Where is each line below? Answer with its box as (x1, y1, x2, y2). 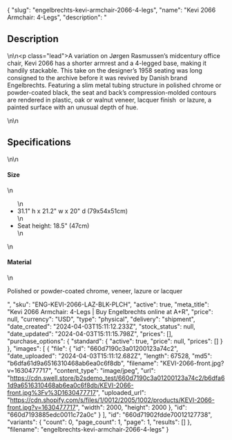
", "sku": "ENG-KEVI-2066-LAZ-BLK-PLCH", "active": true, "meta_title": (7, 300, 209, 309)
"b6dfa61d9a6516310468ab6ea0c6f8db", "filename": (7, 359, 159, 367)
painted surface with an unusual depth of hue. (7, 103, 139, 111)
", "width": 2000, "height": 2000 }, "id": (75, 403, 188, 412)
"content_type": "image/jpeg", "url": (54, 367, 156, 375)
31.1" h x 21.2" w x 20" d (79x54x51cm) (17, 207, 128, 215)
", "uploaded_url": (95, 389, 146, 397)
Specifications (7, 136, 71, 148)
